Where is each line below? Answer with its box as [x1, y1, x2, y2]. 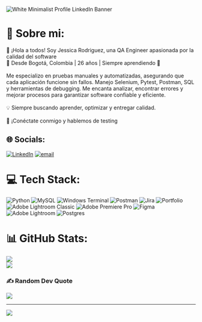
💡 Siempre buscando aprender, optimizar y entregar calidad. [6, 104, 156, 111]
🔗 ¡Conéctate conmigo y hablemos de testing [6, 117, 118, 124]
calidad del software [6, 53, 57, 60]
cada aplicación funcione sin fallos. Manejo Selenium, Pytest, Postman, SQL [6, 78, 195, 85]
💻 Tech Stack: [6, 172, 81, 186]
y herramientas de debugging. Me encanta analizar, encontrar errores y [6, 85, 183, 92]
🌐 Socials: [6, 135, 46, 145]
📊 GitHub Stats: [6, 231, 88, 245]
